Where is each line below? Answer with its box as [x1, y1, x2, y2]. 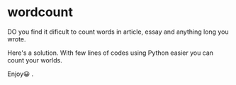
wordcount [7, 4, 73, 20]
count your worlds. [7, 55, 62, 64]
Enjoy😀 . [7, 70, 34, 78]
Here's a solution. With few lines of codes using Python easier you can [7, 48, 214, 57]
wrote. [7, 34, 26, 43]
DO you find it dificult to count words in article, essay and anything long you [7, 27, 229, 36]
